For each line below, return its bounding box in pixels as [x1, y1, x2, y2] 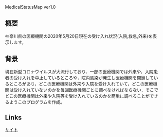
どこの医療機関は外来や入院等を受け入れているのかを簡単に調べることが [5, 93, 150, 99]
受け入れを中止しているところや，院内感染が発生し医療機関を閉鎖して [13, 75, 154, 81]
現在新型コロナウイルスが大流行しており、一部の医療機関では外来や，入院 [5, 68, 154, 74]
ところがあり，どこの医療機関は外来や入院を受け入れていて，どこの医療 [9, 81, 153, 86]
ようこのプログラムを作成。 [9, 99, 65, 105]
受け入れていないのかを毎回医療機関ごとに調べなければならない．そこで [13, 87, 159, 93]
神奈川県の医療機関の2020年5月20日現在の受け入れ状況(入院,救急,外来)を [5, 33, 153, 39]
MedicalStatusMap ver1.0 [5, 4, 56, 10]
